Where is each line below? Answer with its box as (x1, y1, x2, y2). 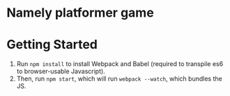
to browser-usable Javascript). (16, 67, 105, 76)
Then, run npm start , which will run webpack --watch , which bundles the (16, 74, 222, 83)
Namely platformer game (6, 5, 154, 21)
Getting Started (6, 37, 98, 53)
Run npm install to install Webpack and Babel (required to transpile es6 (16, 60, 224, 68)
